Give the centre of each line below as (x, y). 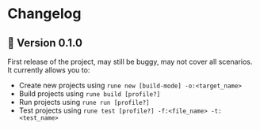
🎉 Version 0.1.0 (45, 43)
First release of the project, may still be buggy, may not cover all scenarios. (130, 61)
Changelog (44, 14)
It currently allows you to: (49, 70)
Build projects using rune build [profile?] (90, 94)
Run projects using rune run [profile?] (84, 102)
